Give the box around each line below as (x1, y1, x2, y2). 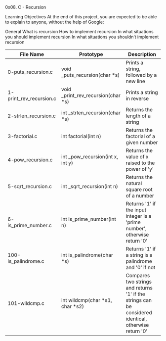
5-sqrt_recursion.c (7, 183, 52, 190)
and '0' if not (125, 264, 156, 271)
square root (125, 186, 153, 193)
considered (125, 309, 152, 316)
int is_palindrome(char (61, 252, 114, 258)
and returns (125, 285, 153, 291)
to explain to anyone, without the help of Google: (5, 19, 104, 25)
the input (125, 206, 147, 213)
